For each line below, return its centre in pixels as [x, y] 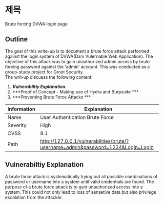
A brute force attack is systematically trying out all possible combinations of [81, 176]
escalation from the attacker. [34, 197]
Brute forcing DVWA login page [36, 24]
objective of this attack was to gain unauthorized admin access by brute [78, 61]
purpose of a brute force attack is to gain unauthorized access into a [74, 187]
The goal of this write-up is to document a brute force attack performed [77, 51]
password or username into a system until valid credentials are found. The [80, 181]
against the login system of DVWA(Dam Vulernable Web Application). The [79, 56]
